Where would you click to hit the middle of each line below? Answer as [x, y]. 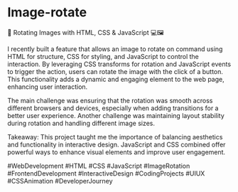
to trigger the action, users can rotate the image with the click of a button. [115, 71]
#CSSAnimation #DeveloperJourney [60, 181]
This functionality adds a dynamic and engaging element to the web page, [116, 79]
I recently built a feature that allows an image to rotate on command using [115, 49]
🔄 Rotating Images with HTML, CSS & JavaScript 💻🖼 [86, 32]
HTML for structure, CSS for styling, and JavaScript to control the [103, 56]
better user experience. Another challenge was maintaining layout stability [116, 115]
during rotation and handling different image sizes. [81, 123]
